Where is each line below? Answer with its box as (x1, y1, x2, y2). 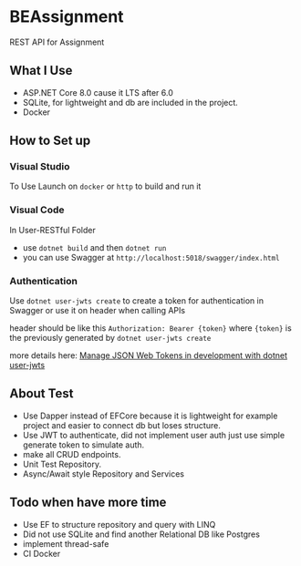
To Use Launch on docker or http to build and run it (9, 180, 202, 192)
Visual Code (9, 203, 65, 216)
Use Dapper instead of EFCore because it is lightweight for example (22, 410, 278, 421)
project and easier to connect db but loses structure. (22, 419, 221, 430)
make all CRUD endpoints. (22, 448, 121, 459)
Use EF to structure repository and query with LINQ (22, 519, 216, 530)
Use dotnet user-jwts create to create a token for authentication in (9, 295, 265, 306)
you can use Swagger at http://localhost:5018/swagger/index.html (22, 252, 280, 262)
